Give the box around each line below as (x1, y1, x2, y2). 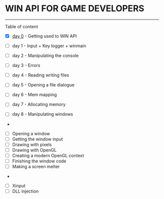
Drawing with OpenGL (12, 147, 57, 153)
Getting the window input (12, 136, 63, 142)
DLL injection (12, 188, 39, 194)
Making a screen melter (12, 163, 60, 169)
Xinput (12, 182, 26, 188)
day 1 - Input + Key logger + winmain (12, 43, 86, 49)
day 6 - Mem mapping (12, 92, 57, 98)
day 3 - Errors (12, 62, 41, 68)
